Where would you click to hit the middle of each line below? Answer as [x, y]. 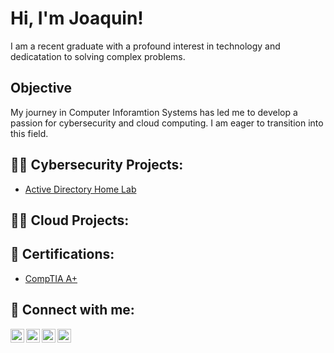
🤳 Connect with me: [72, 310]
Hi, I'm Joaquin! [77, 18]
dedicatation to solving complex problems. [98, 56]
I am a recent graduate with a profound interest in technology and [145, 46]
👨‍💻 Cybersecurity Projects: [97, 165]
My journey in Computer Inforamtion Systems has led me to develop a [154, 112]
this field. [29, 133]
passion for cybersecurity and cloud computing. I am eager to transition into [167, 123]
